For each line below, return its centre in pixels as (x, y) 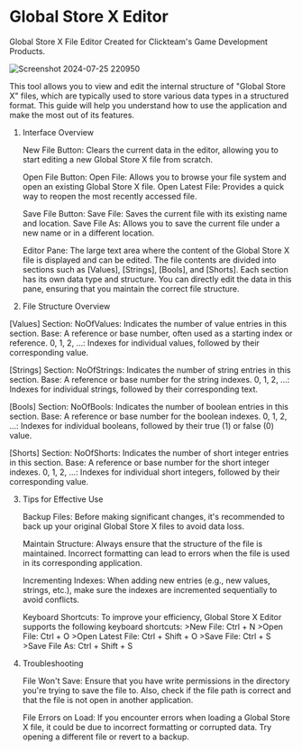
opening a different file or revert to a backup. (105, 737)
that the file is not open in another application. (108, 700)
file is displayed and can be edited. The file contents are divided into (149, 260)
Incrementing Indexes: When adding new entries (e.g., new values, (146, 580)
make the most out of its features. (72, 115)
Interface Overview (58, 132)
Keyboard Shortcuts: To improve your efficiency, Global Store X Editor (152, 617)
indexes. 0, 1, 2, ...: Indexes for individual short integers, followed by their (145, 472)
